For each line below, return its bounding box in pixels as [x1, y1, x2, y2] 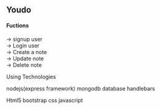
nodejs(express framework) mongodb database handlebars [6, 84, 156, 92]
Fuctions [6, 21, 29, 29]
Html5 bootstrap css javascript [6, 97, 83, 104]
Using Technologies [6, 73, 57, 80]
